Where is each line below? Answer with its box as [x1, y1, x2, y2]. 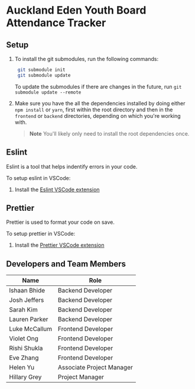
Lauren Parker [9, 315, 48, 323]
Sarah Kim [9, 306, 38, 314]
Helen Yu [9, 364, 34, 372]
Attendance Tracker [6, 16, 106, 30]
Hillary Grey [9, 373, 42, 381]
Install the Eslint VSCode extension [14, 186, 100, 193]
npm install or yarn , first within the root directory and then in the [14, 106, 173, 113]
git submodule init [17, 67, 66, 73]
